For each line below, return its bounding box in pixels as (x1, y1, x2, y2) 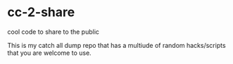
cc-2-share (7, 4, 75, 20)
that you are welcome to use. (7, 49, 92, 57)
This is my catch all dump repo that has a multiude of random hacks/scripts (7, 41, 227, 49)
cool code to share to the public (7, 27, 100, 36)
